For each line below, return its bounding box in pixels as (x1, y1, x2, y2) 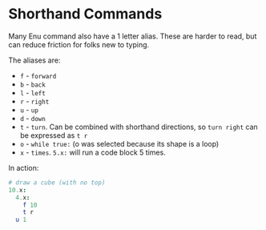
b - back (19, 79, 46, 89)
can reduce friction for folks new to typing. (8, 39, 150, 49)
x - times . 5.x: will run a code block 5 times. (19, 147, 166, 157)
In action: (8, 163, 39, 172)
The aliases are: (8, 55, 61, 65)
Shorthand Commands (8, 5, 163, 23)
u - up (19, 105, 38, 115)
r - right (19, 96, 50, 106)
